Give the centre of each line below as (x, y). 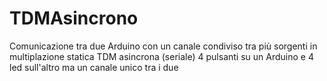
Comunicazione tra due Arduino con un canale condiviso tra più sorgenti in (163, 46)
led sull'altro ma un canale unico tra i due (94, 67)
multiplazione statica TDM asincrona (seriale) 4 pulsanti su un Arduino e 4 (161, 56)
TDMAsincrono (74, 18)
